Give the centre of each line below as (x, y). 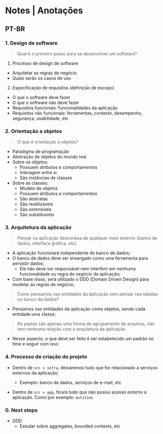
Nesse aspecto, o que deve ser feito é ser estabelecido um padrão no (83, 338)
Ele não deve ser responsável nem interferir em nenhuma (78, 269)
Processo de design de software (45, 63)
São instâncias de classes (46, 178)
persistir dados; (28, 264)
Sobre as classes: (30, 183)
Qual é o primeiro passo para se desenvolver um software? (77, 53)
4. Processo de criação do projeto (46, 357)
